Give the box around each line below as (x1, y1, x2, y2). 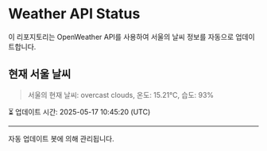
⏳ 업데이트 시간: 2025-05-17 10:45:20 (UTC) (8, 106, 151, 116)
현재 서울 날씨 (8, 68, 72, 81)
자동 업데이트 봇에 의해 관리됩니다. (8, 134, 114, 143)
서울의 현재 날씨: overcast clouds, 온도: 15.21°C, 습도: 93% (27, 90, 215, 99)
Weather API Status (8, 5, 141, 23)
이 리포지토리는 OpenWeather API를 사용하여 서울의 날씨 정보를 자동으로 (8, 32, 234, 41)
